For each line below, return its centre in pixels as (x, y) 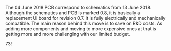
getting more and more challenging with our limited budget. (68, 34)
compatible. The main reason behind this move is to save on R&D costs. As (84, 23)
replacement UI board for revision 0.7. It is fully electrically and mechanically (86, 18)
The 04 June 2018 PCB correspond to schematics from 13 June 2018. (78, 7)
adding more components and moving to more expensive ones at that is (81, 29)
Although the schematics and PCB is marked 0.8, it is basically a (73, 13)
